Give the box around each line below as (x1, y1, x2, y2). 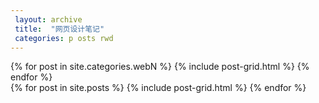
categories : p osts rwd (14, 33, 114, 43)
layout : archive (14, 14, 83, 25)
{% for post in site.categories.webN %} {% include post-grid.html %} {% (10, 61, 310, 73)
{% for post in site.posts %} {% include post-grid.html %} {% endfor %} (10, 82, 307, 94)
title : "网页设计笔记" (14, 24, 105, 34)
